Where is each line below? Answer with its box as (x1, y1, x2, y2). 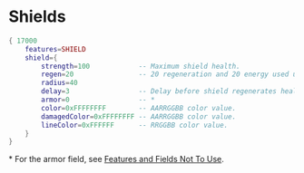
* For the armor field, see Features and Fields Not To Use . (8, 154, 224, 165)
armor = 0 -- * (41, 95, 155, 105)
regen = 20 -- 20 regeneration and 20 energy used (41, 70, 289, 79)
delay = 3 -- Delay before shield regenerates (41, 87, 278, 96)
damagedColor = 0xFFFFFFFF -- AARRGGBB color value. (41, 111, 237, 121)
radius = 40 (41, 79, 78, 88)
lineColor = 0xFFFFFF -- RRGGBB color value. (41, 120, 229, 130)
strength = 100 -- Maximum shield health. (41, 62, 241, 71)
